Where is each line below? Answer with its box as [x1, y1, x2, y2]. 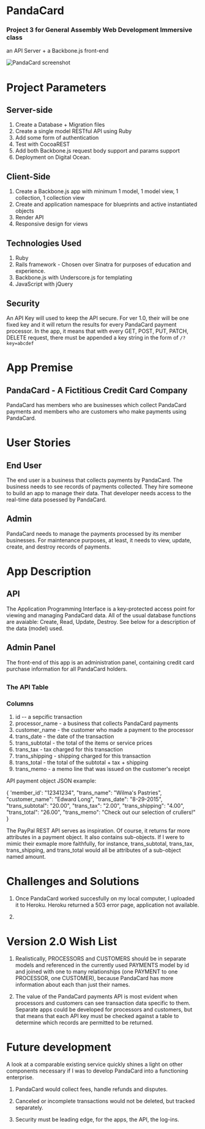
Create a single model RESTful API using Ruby [15, 127, 132, 135]
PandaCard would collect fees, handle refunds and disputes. [15, 1085, 168, 1093]
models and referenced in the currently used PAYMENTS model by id [15, 962, 190, 969]
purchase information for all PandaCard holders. [6, 665, 128, 672]
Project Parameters [6, 80, 106, 94]
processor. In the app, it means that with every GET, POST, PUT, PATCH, [6, 327, 188, 335]
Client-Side [6, 171, 51, 181]
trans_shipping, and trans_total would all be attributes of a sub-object [6, 846, 181, 854]
